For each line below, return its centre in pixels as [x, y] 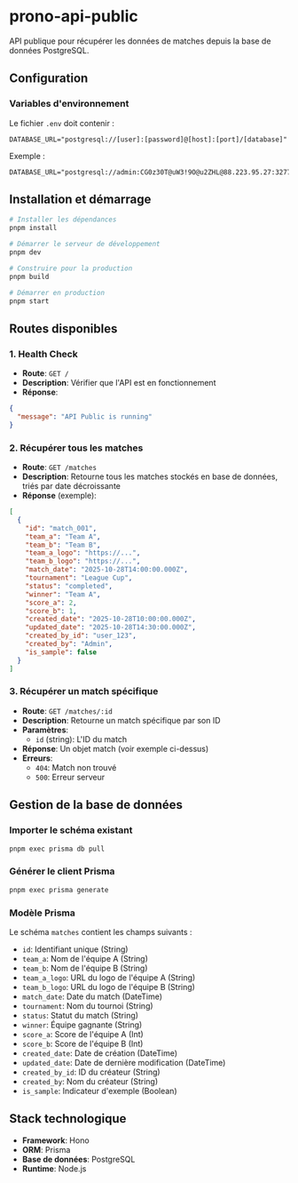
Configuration [49, 79]
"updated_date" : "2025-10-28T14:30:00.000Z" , [111, 627]
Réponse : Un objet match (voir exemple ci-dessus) [115, 748]
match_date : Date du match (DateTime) [92, 996]
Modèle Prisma [42, 913]
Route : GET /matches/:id [67, 711]
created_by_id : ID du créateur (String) [91, 1072]
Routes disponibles [63, 328]
